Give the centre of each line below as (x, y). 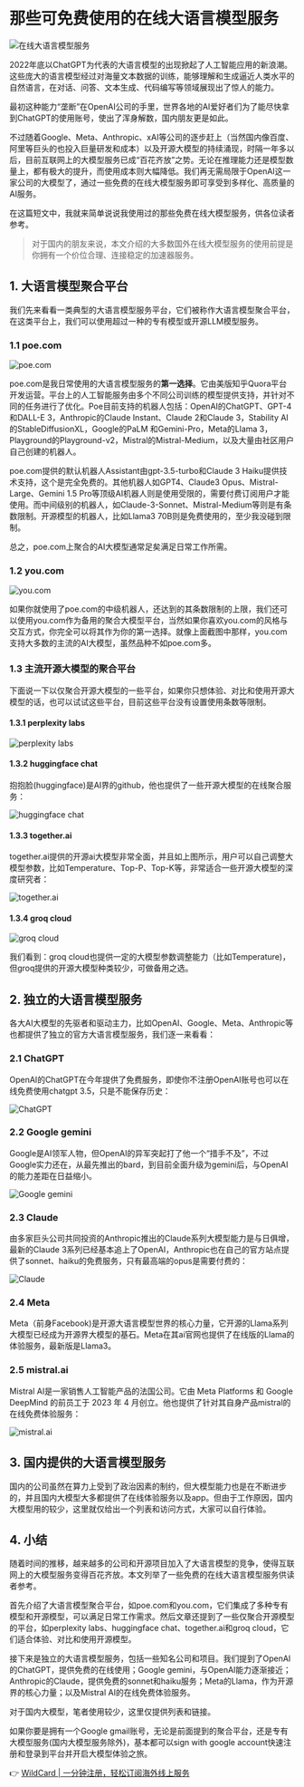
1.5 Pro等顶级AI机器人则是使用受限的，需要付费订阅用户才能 (178, 494)
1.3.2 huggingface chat (53, 764)
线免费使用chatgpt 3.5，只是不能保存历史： (90, 1091)
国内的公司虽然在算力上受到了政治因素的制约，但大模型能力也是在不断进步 (148, 1486)
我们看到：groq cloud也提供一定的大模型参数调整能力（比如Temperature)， (150, 957)
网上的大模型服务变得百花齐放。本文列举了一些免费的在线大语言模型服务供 (148, 1575)
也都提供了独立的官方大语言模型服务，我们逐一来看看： (112, 1035)
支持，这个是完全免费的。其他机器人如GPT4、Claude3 (118, 482)
